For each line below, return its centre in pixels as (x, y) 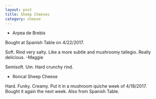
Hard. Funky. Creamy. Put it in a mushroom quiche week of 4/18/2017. (76, 86)
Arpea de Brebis (29, 33)
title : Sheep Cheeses (27, 14)
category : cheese (23, 19)
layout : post (19, 10)
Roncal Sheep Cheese (35, 77)
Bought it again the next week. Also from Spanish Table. (62, 92)
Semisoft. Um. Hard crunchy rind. (39, 67)
